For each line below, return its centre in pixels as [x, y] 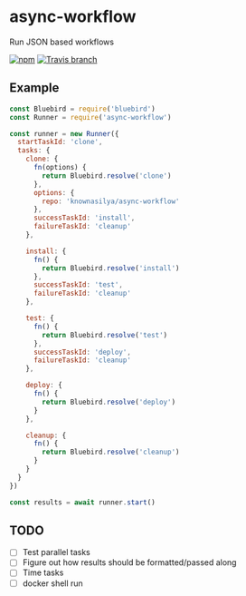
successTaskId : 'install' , [84, 218]
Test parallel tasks [56, 552]
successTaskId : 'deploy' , [82, 352]
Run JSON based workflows [62, 42]
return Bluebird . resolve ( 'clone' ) [107, 176]
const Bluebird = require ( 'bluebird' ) [82, 109]
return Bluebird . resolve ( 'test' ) [105, 335]
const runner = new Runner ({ [64, 133]
